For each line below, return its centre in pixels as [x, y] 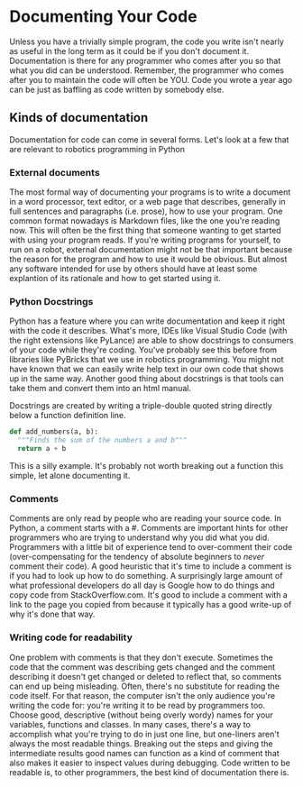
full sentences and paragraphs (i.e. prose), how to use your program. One [146, 211]
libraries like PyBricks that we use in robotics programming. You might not [147, 360]
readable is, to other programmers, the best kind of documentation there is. [149, 772]
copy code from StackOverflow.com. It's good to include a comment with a [149, 595]
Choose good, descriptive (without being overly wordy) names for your [141, 715]
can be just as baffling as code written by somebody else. [117, 89]
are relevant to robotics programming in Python [97, 149]
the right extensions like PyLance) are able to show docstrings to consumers [151, 341]
